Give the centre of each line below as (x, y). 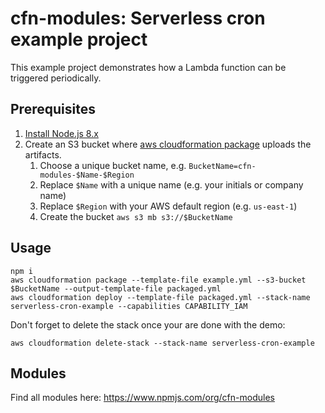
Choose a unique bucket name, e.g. (113, 165)
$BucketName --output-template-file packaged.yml (116, 288)
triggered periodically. (56, 78)
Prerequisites (53, 109)
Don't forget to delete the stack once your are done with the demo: (148, 324)
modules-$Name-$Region (87, 175)
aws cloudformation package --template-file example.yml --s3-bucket (158, 280)
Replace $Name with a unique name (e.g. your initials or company (171, 184)
